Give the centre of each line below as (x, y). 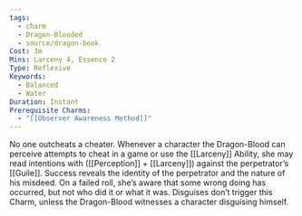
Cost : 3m (26, 52)
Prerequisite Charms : (50, 110)
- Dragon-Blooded (50, 34)
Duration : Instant (44, 102)
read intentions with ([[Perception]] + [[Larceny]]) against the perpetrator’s (149, 164)
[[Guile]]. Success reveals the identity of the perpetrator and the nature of (147, 174)
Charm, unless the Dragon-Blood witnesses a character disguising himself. (149, 202)
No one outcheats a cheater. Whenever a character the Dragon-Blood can (147, 145)
